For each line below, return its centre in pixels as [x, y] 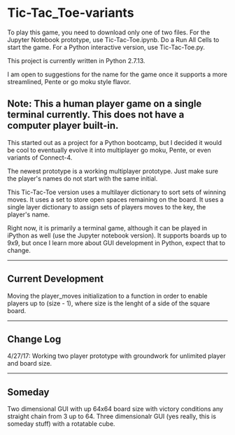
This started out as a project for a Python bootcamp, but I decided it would [115, 142]
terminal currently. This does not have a [96, 115]
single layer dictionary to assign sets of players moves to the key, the [107, 207]
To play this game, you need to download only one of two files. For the [109, 32]
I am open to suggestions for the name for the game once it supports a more [117, 74]
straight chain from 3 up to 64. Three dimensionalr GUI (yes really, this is [112, 416]
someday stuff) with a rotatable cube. [61, 424]
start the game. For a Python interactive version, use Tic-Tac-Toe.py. [106, 47]
